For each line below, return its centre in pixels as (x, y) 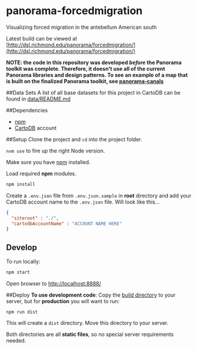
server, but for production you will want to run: (63, 301)
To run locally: (23, 262)
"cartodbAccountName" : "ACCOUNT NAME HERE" (67, 224)
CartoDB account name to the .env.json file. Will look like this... (83, 202)
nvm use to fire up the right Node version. (56, 151)
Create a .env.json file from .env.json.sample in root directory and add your (99, 195)
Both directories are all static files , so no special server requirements (90, 334)
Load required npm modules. (41, 173)
